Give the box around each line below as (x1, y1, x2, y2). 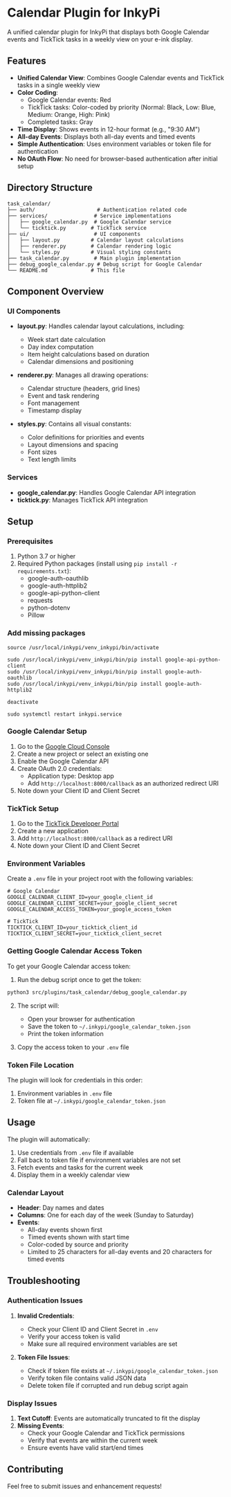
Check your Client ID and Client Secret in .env (27, 1325, 158, 1333)
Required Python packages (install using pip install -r (17, 559, 178, 568)
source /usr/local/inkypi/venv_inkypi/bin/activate (7, 644, 159, 651)
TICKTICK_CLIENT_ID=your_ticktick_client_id (7, 924, 138, 932)
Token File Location (7, 1060, 74, 1070)
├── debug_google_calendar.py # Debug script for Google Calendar (7, 261, 203, 268)
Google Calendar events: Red (27, 96, 111, 104)
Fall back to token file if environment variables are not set (17, 1156, 181, 1164)
